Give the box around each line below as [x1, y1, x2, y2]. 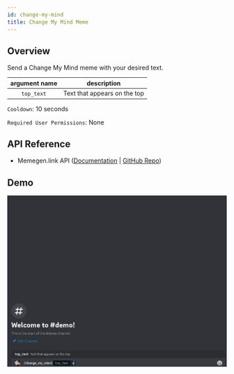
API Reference [7, 138, 71, 149]
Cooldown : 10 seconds [7, 104, 68, 113]
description [86, 79, 121, 87]
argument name [10, 79, 58, 87]
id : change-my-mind [7, 11, 64, 18]
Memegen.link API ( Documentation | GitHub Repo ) [17, 156, 162, 165]
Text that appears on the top [63, 89, 145, 97]
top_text [21, 90, 47, 97]
